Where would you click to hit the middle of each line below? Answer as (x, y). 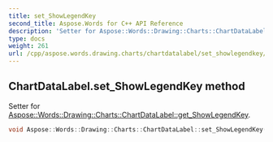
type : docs (27, 39)
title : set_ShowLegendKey (52, 16)
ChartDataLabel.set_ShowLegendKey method (127, 86)
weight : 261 (28, 46)
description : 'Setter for (52, 31)
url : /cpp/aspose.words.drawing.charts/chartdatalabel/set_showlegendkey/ (138, 54)
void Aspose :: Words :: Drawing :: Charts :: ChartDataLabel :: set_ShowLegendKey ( (138, 129)
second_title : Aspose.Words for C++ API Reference (96, 24)
